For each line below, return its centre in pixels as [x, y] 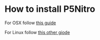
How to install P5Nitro [50, 9]
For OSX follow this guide [30, 23]
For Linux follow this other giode [37, 32]
